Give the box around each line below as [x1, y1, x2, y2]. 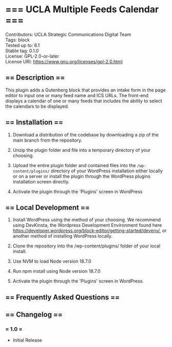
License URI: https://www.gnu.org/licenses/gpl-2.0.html [5, 58, 123, 64]
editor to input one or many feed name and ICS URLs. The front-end [5, 92, 148, 98]
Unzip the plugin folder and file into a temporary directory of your [12, 147, 151, 153]
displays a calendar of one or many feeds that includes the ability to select [5, 98, 162, 104]
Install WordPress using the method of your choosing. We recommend [12, 217, 161, 223]
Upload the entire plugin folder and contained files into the [12, 162, 136, 168]
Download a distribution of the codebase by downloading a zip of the [12, 131, 159, 137]
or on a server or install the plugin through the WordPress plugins [12, 173, 151, 179]
